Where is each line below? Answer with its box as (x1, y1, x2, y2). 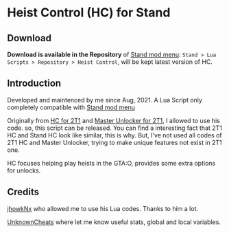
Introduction (7, 78, 62, 89)
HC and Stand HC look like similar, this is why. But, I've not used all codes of (7, 131, 222, 139)
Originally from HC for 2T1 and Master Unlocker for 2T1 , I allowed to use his (7, 116, 221, 124)
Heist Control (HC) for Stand (7, 5, 171, 21)
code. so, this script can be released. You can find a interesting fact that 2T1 (7, 124, 223, 132)
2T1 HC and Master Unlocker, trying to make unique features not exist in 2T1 (7, 138, 223, 146)
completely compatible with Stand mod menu (7, 103, 135, 111)
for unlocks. (7, 166, 41, 175)
